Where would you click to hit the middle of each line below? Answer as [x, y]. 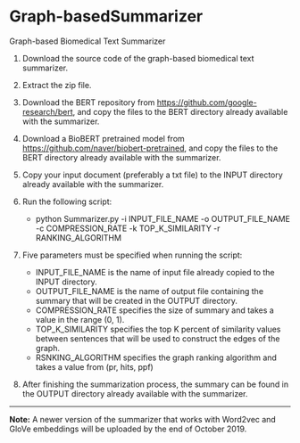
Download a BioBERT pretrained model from [103, 138]
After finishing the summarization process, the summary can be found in [155, 384]
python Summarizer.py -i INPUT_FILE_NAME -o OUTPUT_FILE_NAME [162, 218]
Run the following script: [67, 201]
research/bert [47, 111]
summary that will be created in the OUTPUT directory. [137, 300]
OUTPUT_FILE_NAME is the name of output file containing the [150, 291]
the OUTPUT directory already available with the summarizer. [135, 393]
